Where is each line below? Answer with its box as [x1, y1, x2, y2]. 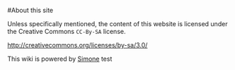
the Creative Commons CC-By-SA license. [7, 28, 126, 35]
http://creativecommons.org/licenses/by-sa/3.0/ [7, 41, 148, 49]
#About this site [7, 6, 54, 14]
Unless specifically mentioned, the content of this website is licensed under [7, 20, 228, 28]
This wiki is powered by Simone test [7, 54, 113, 63]
